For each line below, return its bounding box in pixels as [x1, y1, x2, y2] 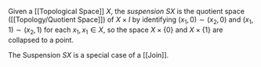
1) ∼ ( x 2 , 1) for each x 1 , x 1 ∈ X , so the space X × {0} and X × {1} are [8, 25, 223, 36]
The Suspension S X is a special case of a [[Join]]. [8, 50, 169, 59]
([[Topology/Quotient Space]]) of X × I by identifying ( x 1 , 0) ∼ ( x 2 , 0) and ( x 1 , [8, 15, 254, 26]
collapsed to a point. [8, 35, 74, 44]
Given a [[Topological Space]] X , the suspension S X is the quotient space [8, 7, 245, 16]
